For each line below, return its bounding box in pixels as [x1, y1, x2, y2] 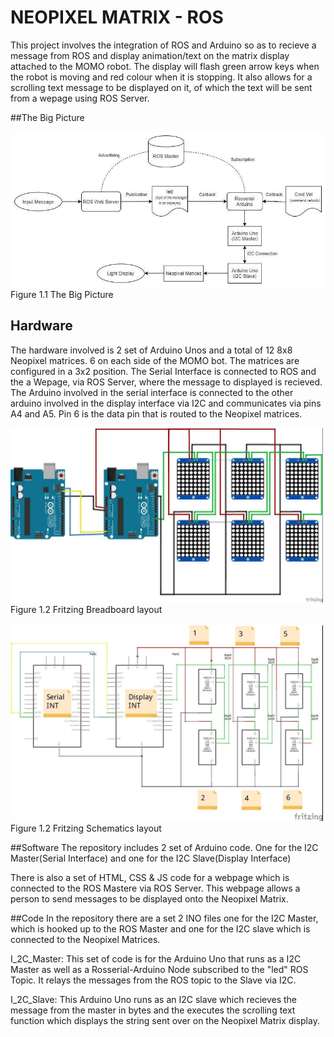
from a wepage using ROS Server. [10, 92, 150, 104]
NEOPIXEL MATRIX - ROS [10, 6, 224, 29]
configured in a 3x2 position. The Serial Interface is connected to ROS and [10, 365, 317, 377]
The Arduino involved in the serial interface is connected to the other [10, 386, 294, 398]
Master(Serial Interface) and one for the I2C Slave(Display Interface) [10, 852, 292, 865]
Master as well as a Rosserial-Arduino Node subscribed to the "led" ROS [10, 964, 309, 976]
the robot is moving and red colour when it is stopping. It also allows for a [10, 71, 313, 83]
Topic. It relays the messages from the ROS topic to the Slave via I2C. [10, 974, 297, 986]
